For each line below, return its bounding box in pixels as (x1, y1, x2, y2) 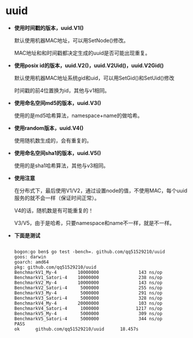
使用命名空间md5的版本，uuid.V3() (14, 99, 102, 107)
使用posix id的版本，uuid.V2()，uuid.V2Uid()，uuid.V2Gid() (14, 62, 164, 69)
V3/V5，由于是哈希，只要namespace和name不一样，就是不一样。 (14, 219, 175, 226)
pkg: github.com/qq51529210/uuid (14, 264, 97, 270)
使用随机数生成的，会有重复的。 (14, 137, 92, 144)
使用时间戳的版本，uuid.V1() (14, 24, 84, 31)
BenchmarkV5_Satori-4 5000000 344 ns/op (14, 316, 163, 322)
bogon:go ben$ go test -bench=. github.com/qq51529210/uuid (14, 248, 165, 254)
